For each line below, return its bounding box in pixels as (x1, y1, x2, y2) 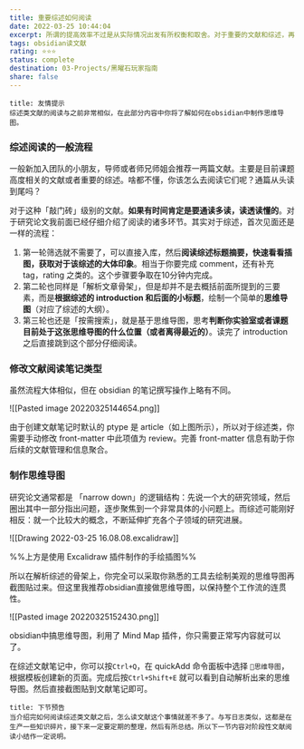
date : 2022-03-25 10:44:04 (9, 22, 111, 31)
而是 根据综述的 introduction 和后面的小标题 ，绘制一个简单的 (38, 292, 265, 304)
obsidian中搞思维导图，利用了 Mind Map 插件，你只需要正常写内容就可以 (9, 629, 281, 640)
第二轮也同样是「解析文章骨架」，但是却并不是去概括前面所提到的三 (22, 281, 273, 292)
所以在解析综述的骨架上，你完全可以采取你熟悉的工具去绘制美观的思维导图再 (9, 570, 295, 581)
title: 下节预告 (9, 703, 65, 712)
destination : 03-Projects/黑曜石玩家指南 (9, 64, 158, 73)
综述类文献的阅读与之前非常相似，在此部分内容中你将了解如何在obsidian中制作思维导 (9, 108, 285, 118)
